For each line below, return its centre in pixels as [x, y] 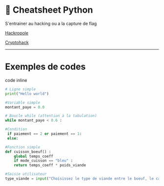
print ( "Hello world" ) [27, 94]
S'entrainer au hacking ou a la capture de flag [51, 23]
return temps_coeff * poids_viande [50, 165]
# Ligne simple [20, 89]
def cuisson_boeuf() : [28, 152]
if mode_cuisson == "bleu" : [43, 161]
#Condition [16, 129]
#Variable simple [23, 103]
